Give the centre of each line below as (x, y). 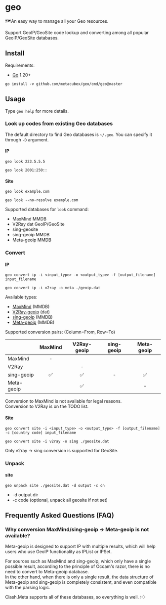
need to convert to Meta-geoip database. (47, 572)
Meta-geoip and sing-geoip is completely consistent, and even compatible (81, 582)
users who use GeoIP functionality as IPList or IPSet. (59, 552)
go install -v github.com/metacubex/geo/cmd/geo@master (64, 84)
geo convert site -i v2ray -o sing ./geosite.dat (57, 441)
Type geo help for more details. (37, 111)
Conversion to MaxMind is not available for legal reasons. (63, 401)
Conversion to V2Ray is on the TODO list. (47, 406)
